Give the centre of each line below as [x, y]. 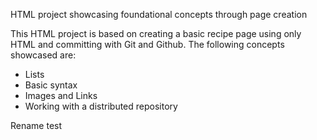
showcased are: [43, 55]
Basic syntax [51, 85]
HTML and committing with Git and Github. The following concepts [147, 44]
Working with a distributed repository [101, 106]
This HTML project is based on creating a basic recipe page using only [156, 33]
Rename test [36, 125]
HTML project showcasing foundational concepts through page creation [159, 14]
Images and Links [61, 95]
